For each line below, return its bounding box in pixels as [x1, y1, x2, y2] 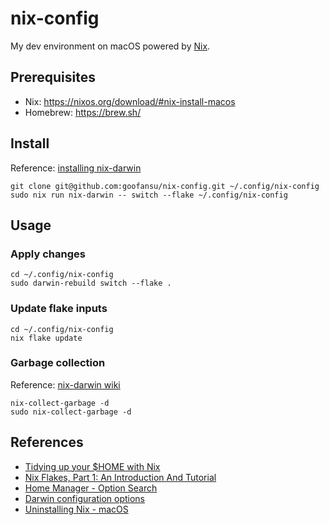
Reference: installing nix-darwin [10, 162, 142, 174]
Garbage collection [10, 356, 106, 370]
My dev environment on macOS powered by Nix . [10, 40, 211, 52]
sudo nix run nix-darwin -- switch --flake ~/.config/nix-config [10, 190, 288, 200]
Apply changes [10, 247, 86, 261]
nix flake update [10, 333, 83, 343]
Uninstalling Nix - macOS [24, 503, 129, 515]
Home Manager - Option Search [24, 482, 158, 494]
